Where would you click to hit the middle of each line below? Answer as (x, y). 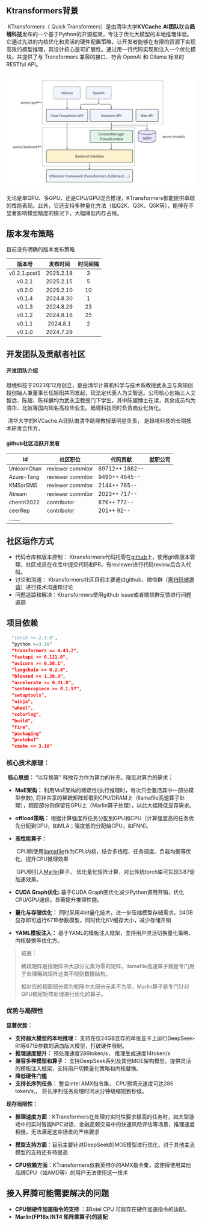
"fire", (21, 727)
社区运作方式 (30, 541)
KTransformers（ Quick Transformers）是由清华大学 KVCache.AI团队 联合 (99, 27)
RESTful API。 (24, 64)
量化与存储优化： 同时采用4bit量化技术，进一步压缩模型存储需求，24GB (104, 912)
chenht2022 (24, 502)
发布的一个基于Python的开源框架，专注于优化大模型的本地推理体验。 (107, 34)
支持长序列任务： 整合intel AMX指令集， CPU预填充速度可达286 (94, 1083)
